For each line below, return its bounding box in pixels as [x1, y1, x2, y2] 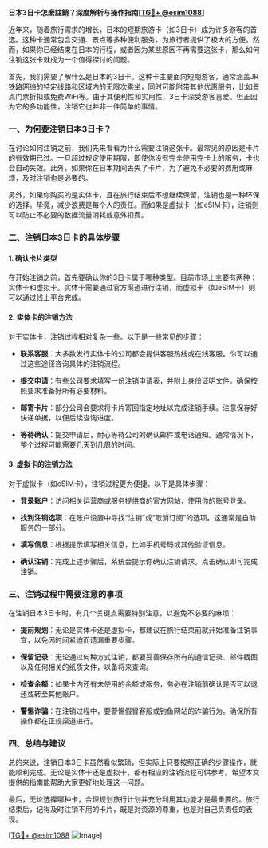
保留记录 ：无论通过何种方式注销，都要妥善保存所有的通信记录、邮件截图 [19, 652, 258, 662]
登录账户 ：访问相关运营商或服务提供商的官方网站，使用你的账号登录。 [19, 496, 251, 505]
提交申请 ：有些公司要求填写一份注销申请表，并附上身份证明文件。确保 [19, 376, 251, 385]
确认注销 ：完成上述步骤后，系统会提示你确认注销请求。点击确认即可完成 [19, 556, 258, 566]
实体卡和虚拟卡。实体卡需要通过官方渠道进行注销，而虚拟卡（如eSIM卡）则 [8, 283, 256, 293]
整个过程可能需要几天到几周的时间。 [19, 440, 140, 449]
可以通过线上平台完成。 [8, 293, 85, 302]
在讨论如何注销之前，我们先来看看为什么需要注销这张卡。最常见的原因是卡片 [8, 143, 260, 153]
